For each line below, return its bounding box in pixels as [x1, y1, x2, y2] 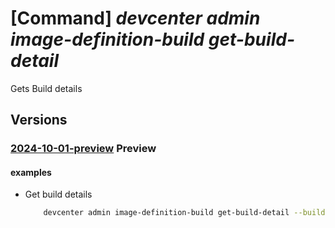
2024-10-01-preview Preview [10, 142, 157, 156]
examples [10, 166, 52, 178]
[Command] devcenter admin [10, 7, 261, 30]
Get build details [24, 188, 93, 201]
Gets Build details [10, 82, 83, 94]
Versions [10, 112, 68, 129]
